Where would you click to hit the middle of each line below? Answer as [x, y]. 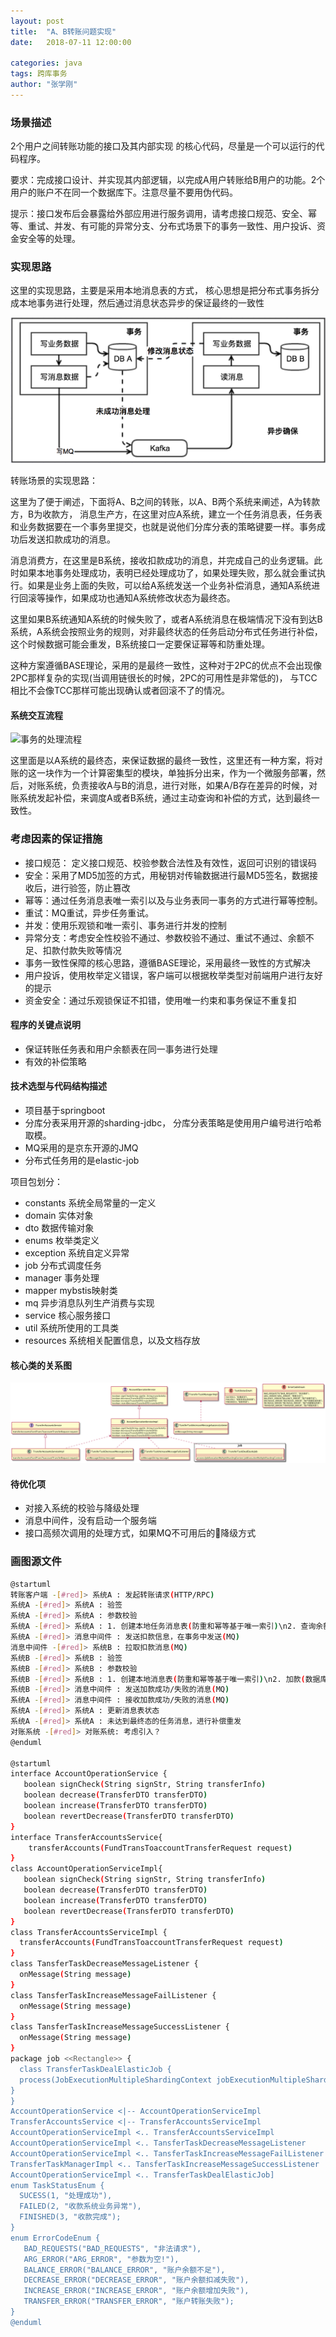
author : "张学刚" [44, 85]
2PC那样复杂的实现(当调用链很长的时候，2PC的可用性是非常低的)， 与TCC [164, 678]
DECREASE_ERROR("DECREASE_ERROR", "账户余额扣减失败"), [136, 2280]
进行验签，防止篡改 [91, 887]
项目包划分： [36, 1182]
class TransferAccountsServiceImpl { [89, 1932]
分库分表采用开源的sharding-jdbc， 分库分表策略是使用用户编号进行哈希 [173, 1123]
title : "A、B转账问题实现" [63, 31]
